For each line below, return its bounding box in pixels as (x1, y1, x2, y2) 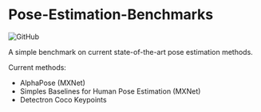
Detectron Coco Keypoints (19, 95, 107, 104)
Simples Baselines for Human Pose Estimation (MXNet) (19, 86, 201, 96)
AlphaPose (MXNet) (19, 78, 86, 87)
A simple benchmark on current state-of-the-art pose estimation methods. (8, 47, 253, 56)
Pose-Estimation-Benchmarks (8, 6, 214, 24)
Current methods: (8, 62, 66, 72)
